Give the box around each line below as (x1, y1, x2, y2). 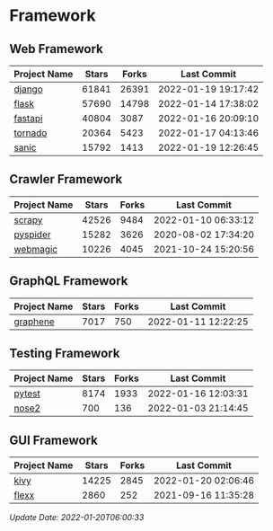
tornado (13, 127, 48, 139)
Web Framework (9, 41, 103, 57)
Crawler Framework (9, 172, 123, 187)
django (13, 83, 43, 95)
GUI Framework (9, 432, 99, 447)
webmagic (13, 243, 58, 255)
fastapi (13, 112, 43, 124)
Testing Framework (9, 346, 120, 361)
